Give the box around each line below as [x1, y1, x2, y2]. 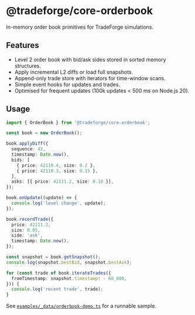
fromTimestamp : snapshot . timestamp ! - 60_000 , [11, 275, 127, 282]
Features [6, 40, 39, 50]
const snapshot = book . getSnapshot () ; [6, 254, 101, 260]
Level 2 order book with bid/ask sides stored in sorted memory [14, 56, 166, 63]
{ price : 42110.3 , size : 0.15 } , [16, 168, 98, 174]
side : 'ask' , [11, 232, 43, 238]
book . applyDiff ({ [6, 141, 49, 147]
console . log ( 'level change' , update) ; [11, 200, 107, 206]
